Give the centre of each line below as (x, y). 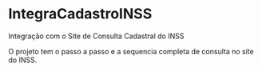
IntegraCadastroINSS (80, 14)
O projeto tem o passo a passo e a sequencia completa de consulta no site (131, 51)
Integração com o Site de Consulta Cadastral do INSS (96, 36)
